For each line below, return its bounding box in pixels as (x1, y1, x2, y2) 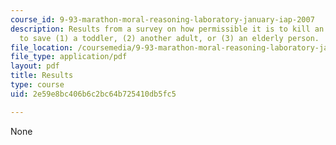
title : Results (10, 71, 74, 81)
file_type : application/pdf (10, 52, 128, 62)
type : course (10, 80, 65, 90)
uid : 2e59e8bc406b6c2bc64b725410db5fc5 (10, 89, 177, 99)
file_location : (10, 42, 74, 53)
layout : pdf (10, 61, 60, 71)
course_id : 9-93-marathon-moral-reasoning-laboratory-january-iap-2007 (10, 14, 315, 25)
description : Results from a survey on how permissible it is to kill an (10, 24, 325, 34)
